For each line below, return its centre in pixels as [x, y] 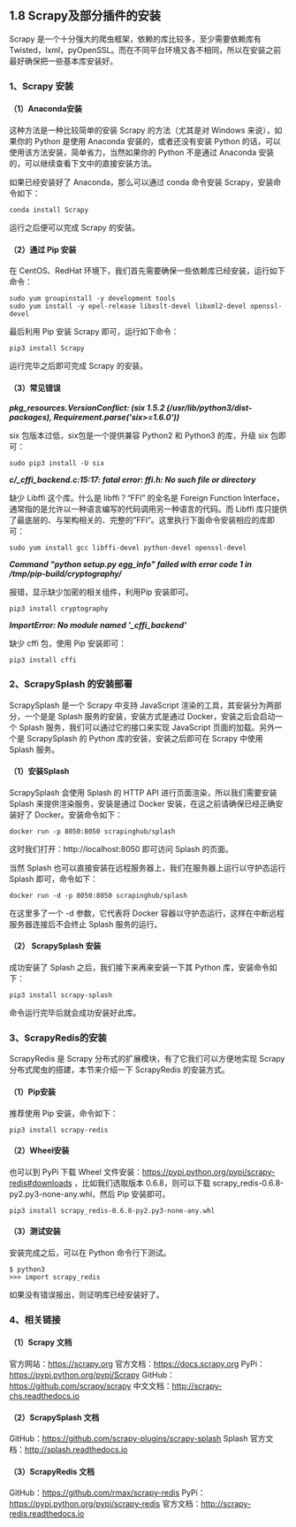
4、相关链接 [35, 1319]
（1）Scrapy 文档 [41, 1342]
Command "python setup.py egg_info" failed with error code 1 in [130, 564]
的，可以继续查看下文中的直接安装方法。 [83, 163]
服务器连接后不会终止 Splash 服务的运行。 [86, 924]
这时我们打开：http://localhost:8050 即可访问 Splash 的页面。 [121, 848]
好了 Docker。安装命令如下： [70, 814]
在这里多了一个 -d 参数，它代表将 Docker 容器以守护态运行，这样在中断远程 [147, 913]
